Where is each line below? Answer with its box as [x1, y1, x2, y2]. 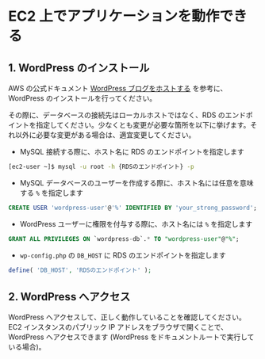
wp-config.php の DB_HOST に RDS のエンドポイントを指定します [19, 250, 226, 260]
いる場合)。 [8, 342, 46, 352]
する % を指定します [19, 188, 83, 197]
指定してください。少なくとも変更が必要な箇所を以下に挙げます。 [35, 120, 251, 129]
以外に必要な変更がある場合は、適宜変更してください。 [14, 130, 196, 139]
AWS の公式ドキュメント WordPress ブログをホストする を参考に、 [8, 84, 228, 93]
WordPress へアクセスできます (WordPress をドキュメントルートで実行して [8, 332, 255, 342]
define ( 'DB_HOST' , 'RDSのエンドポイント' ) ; [8, 266, 152, 274]
